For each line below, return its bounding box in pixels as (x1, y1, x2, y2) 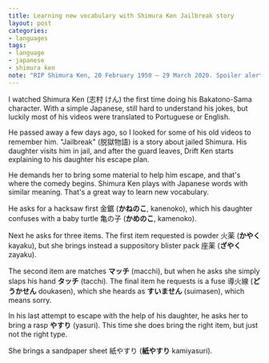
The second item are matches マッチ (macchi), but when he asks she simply (8, 266, 260, 276)
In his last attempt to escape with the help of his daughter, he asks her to (8, 310, 248, 321)
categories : (8, 26, 48, 34)
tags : (8, 42, 26, 50)
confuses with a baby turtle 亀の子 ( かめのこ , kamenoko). (8, 213, 198, 223)
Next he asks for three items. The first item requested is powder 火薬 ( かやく (8, 230, 261, 240)
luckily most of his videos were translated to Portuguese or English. (8, 111, 231, 121)
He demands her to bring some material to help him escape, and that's (8, 170, 241, 179)
